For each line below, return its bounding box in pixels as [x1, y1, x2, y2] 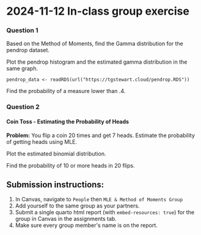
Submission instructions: [6, 179, 104, 190]
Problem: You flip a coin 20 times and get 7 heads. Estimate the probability [6, 132, 196, 139]
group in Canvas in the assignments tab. [15, 215, 117, 223]
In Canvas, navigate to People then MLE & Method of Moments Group [15, 196, 183, 203]
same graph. [6, 65, 38, 72]
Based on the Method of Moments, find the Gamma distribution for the [6, 40, 183, 47]
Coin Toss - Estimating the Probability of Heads [6, 118, 130, 125]
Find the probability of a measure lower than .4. [6, 88, 126, 95]
